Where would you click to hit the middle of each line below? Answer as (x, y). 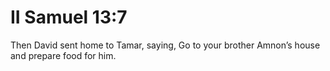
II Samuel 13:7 (69, 17)
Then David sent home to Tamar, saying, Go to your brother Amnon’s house (165, 45)
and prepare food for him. (63, 55)
